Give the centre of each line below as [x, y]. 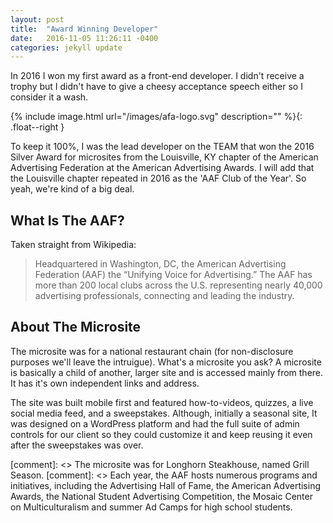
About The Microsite [76, 327]
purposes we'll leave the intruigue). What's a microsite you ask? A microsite [166, 362]
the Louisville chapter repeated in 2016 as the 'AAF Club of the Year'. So [158, 178]
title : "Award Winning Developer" [84, 29]
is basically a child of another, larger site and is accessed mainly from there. [167, 372]
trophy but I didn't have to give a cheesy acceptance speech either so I [156, 87]
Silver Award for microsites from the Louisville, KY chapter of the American [164, 157]
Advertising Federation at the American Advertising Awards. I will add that [162, 168]
